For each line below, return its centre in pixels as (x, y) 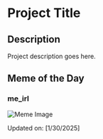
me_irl (18, 99)
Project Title (44, 13)
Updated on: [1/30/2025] (44, 128)
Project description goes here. (51, 56)
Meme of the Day (46, 78)
